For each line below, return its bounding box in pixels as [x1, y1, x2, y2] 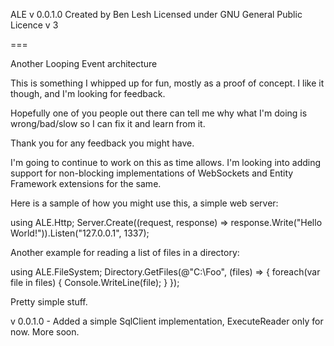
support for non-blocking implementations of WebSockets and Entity [10, 167, 294, 179]
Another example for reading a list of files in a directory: [10, 247, 240, 258]
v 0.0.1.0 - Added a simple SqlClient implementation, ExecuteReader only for [10, 315, 324, 327]
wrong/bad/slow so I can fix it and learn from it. [10, 118, 206, 129]
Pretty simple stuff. [10, 296, 88, 308]
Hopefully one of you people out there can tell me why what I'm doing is [10, 107, 308, 119]
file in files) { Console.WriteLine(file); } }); [10, 277, 180, 288]
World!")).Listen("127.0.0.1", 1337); [10, 227, 150, 239]
